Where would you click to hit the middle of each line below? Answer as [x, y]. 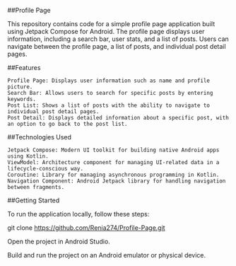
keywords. [22, 99]
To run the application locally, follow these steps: [78, 214]
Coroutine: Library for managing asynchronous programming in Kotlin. [113, 175]
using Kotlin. [28, 156]
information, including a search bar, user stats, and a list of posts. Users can [118, 39]
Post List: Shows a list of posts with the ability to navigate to [109, 105]
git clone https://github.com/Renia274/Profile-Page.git [86, 228]
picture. [20, 87]
